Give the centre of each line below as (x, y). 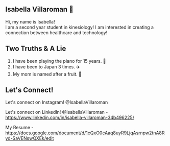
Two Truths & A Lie (36, 49)
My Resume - (19, 128)
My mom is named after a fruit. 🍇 (47, 74)
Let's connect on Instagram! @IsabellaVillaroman (57, 102)
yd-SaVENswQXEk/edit (30, 138)
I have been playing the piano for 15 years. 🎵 (59, 61)
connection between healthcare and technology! (56, 32)
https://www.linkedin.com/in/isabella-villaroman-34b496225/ (70, 117)
